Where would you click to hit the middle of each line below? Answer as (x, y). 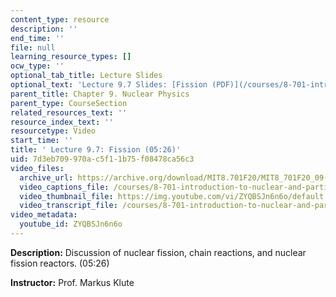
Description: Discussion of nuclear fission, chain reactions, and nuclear (158, 252)
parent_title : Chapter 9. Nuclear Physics (100, 94)
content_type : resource (60, 19)
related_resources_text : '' (69, 112)
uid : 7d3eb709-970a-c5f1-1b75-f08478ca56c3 (102, 159)
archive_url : (46, 177)
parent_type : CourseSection (69, 103)
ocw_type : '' (37, 66)
